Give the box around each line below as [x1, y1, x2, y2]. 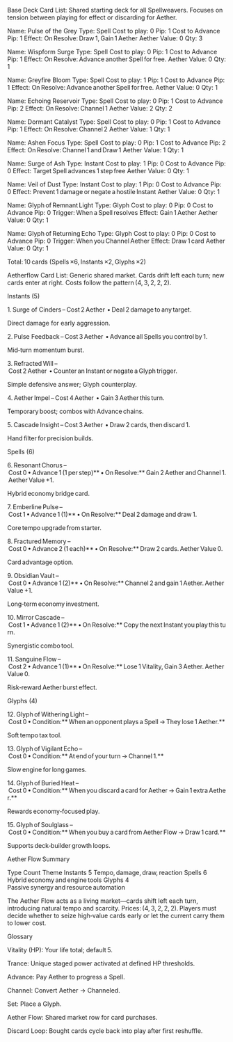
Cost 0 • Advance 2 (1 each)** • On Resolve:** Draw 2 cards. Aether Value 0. [8, 545, 223, 552]
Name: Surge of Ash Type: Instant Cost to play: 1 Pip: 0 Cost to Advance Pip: [7, 159, 226, 168]
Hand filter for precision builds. [7, 434, 94, 442]
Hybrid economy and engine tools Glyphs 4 [7, 876, 130, 884]
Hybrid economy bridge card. [7, 490, 90, 497]
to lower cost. [7, 919, 47, 927]
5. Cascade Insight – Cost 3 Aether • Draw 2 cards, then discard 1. [7, 421, 191, 428]
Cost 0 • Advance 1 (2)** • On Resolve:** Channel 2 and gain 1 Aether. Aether [8, 579, 225, 587]
